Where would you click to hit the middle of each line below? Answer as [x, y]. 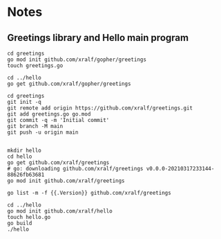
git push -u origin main [43, 132]
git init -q [24, 102]
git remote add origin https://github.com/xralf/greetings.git [100, 108]
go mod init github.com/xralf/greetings [66, 181]
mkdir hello [24, 150]
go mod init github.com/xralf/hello [60, 211]
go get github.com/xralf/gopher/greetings [69, 84]
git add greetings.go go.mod [49, 114]
